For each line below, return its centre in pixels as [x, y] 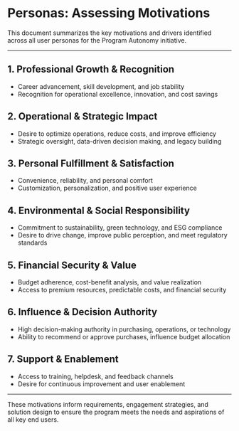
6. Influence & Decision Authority [83, 312]
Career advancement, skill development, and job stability [101, 86]
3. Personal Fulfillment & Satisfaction [91, 163]
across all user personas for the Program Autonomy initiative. [97, 40]
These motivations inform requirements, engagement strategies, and [108, 404]
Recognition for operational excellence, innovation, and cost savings [118, 94]
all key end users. [33, 419]
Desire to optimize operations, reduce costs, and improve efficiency [117, 134]
